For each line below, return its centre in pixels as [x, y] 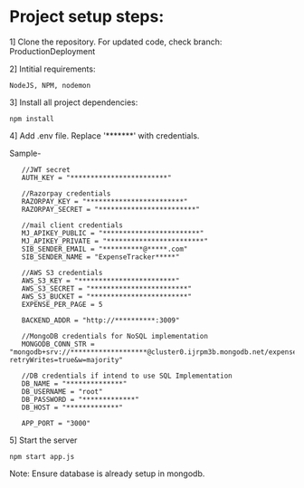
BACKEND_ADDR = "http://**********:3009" [100, 320]
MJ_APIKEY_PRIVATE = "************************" [114, 241]
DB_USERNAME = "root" [62, 391]
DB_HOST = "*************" [72, 407]
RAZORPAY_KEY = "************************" [104, 201]
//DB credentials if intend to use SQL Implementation [127, 376]
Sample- [25, 153]
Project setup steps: [87, 17]
